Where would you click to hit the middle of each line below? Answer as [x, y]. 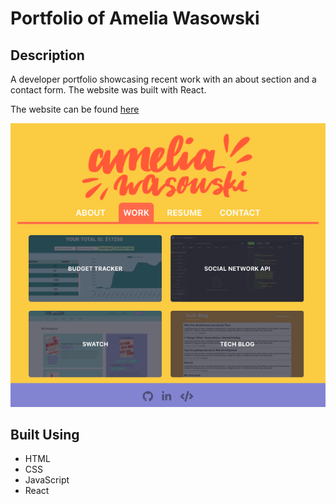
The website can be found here [75, 109]
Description [47, 55]
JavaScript [47, 480]
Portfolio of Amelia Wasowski [135, 18]
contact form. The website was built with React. [108, 90]
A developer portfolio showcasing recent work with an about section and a [163, 79]
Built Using [45, 434]
